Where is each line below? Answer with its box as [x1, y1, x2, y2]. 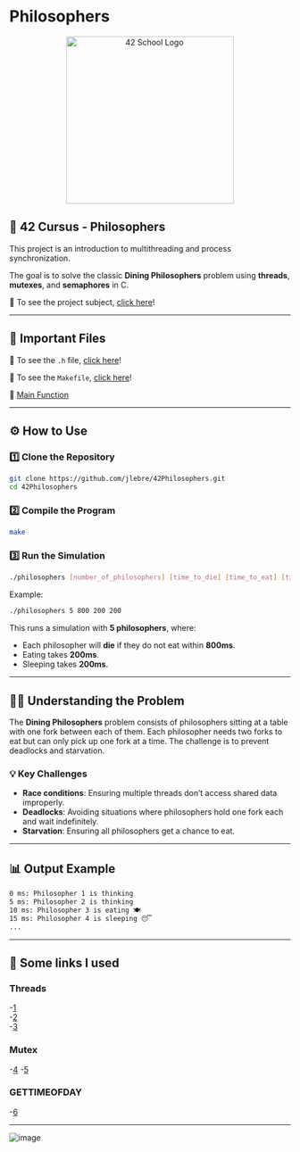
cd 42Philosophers [9, 483, 78, 492]
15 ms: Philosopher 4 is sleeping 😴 [9, 914, 153, 923]
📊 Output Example [9, 861, 116, 876]
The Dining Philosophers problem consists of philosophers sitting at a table [9, 717, 288, 728]
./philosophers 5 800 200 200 [9, 607, 122, 616]
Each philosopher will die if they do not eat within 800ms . [21, 640, 236, 651]
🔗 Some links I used [9, 955, 120, 970]
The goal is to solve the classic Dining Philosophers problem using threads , [9, 269, 290, 280]
